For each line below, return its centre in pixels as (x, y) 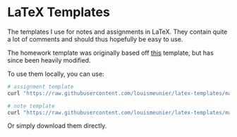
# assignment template (41, 86)
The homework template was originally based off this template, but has (110, 53)
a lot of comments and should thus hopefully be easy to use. (95, 39)
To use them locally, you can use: (56, 74)
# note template (31, 106)
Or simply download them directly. (57, 126)
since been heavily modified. (49, 60)
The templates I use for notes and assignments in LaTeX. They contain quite (117, 32)
